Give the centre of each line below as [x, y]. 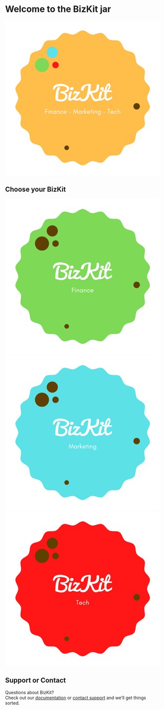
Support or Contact [35, 680]
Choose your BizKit [35, 190]
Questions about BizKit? [30, 692]
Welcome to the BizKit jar [58, 9]
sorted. [12, 703]
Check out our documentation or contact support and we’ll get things [76, 698]
